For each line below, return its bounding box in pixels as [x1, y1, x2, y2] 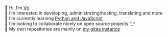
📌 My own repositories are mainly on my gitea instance [5, 26, 121, 32]
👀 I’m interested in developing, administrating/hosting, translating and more [5, 10, 163, 16]
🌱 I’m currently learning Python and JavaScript [5, 15, 103, 21]
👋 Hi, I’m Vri [5, 5, 30, 10]
